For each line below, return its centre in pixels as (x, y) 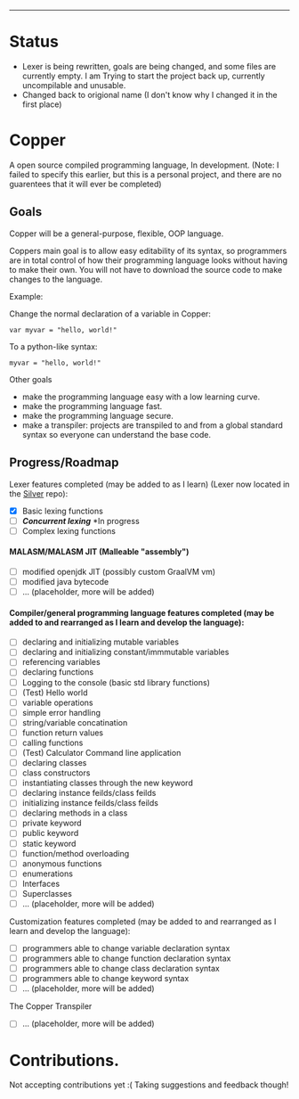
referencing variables (61, 662)
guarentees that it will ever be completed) (85, 184)
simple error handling (61, 712)
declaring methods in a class (75, 813)
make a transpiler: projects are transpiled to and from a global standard (152, 425)
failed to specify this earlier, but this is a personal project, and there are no (145, 174)
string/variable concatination (75, 722)
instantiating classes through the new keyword (107, 783)
